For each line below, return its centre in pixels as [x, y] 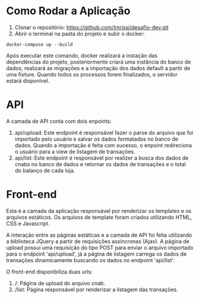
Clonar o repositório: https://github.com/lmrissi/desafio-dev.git [91, 27]
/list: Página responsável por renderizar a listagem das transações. [96, 290]
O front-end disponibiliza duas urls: [50, 272]
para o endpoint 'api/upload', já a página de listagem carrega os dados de [97, 254]
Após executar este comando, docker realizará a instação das [82, 55]
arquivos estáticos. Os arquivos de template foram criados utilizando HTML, [99, 217]
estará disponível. [28, 81]
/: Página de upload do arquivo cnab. [60, 283]
